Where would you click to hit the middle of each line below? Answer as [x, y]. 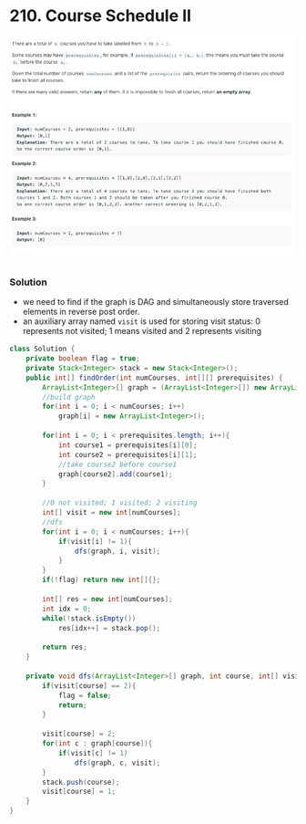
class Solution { [42, 349]
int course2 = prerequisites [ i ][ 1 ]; [127, 454]
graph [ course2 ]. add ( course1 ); [115, 474]
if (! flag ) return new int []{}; [102, 580]
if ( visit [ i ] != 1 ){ [95, 541]
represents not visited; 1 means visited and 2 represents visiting [142, 331]
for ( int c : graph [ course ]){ [97, 744]
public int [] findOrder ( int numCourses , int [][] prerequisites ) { [154, 378]
